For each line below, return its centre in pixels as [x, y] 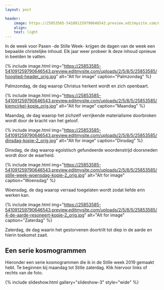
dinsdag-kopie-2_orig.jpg [31, 141]
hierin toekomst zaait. [27, 235]
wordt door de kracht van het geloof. [42, 121]
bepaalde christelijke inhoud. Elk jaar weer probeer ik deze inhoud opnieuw [81, 52]
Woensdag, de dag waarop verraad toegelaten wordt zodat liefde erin [75, 190]
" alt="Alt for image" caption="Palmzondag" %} [104, 77]
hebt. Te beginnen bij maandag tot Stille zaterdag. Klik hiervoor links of [76, 267]
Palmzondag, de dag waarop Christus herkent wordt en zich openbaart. [77, 86]
